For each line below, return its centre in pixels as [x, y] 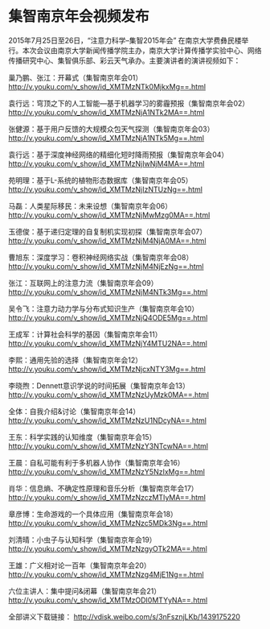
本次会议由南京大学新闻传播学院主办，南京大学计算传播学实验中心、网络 [142, 50]
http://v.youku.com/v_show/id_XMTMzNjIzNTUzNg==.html [106, 189]
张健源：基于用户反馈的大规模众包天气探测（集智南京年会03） [111, 129]
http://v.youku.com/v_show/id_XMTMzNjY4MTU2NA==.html [108, 343]
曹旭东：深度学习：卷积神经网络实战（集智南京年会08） [101, 257]
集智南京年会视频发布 [79, 17]
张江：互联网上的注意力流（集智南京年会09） [83, 283]
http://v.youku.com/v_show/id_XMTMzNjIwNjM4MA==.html [106, 163]
